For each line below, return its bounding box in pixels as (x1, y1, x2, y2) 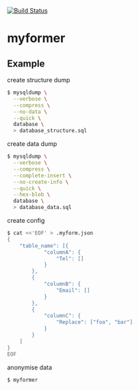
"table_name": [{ (19, 242, 69, 249)
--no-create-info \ (13, 178, 69, 185)
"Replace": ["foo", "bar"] (55, 319, 134, 326)
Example (7, 58, 45, 69)
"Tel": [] (55, 255, 84, 262)
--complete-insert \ (13, 172, 72, 179)
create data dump (7, 140, 58, 148)
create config (7, 217, 45, 224)
